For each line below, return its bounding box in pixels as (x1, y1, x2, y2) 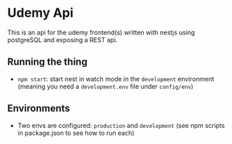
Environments (7, 103, 71, 114)
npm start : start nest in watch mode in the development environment (17, 74, 215, 83)
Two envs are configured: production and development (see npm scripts (17, 121, 226, 129)
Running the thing (7, 56, 88, 68)
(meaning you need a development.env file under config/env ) (17, 82, 194, 91)
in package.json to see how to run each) (17, 129, 135, 137)
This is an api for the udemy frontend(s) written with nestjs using (7, 28, 195, 37)
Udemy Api (7, 5, 74, 21)
